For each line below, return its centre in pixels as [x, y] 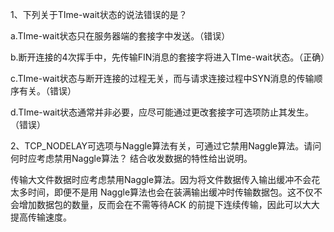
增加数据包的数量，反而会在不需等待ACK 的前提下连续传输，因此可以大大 [169, 204]
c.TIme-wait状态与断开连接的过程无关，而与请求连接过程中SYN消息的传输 [162, 78]
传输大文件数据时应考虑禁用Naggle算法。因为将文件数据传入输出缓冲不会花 [165, 179]
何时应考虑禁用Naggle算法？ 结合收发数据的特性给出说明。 [131, 158]
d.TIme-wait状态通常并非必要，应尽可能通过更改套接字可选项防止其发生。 [162, 112]
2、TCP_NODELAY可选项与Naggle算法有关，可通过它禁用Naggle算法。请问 [166, 146]
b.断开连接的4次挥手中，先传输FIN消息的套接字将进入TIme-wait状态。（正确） [170, 57]
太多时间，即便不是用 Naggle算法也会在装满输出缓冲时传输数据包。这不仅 [162, 192]
